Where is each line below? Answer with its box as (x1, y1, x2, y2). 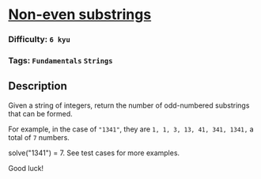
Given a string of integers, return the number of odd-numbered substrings (8, 101, 250, 110)
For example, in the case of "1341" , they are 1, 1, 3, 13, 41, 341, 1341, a (8, 124, 255, 134)
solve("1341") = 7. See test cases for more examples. (8, 148, 180, 158)
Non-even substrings (8, 6, 152, 24)
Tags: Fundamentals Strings (8, 55, 113, 67)
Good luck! (8, 163, 44, 173)
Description (8, 79, 67, 93)
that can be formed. (8, 109, 73, 118)
